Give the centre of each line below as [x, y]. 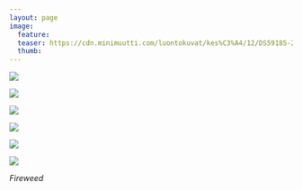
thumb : [30, 51]
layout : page [34, 18]
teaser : [32, 43]
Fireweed [27, 178]
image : [22, 26]
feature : [34, 34]
